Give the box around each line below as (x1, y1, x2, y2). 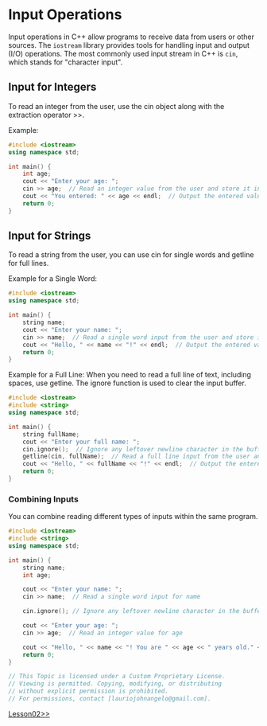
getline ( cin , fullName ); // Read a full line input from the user (22, 452, 250, 461)
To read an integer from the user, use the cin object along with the (8, 101, 225, 111)
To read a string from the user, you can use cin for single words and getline (8, 250, 254, 260)
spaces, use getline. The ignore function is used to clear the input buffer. (8, 378, 246, 388)
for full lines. (8, 259, 49, 268)
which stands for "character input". (8, 57, 123, 67)
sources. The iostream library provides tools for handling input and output (8, 40, 250, 49)
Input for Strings (8, 229, 91, 243)
